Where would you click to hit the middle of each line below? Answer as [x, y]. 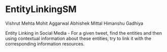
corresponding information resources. [45, 43]
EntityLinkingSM [41, 9]
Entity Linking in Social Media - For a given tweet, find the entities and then [84, 33]
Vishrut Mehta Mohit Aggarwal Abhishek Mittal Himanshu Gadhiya [74, 23]
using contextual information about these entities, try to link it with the [78, 38]
